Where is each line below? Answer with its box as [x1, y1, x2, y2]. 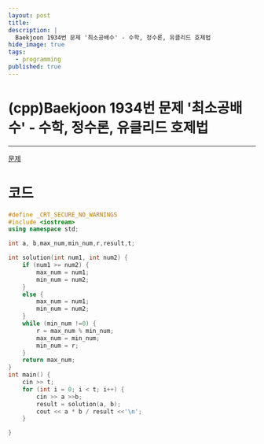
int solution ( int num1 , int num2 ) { [8, 253, 128, 262]
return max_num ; [22, 356, 76, 364]
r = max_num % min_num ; [36, 327, 114, 335]
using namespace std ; [8, 225, 79, 233]
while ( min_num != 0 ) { [22, 320, 97, 327]
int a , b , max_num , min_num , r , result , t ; [8, 239, 135, 248]
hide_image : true [8, 41, 65, 49]
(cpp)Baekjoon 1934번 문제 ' [8, 99, 192, 117]
